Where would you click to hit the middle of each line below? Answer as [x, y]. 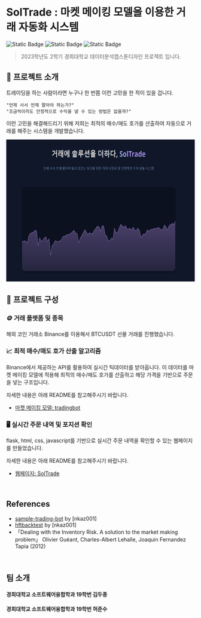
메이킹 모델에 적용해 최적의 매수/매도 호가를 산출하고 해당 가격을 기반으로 [97, 375]
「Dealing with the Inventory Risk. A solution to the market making [96, 532]
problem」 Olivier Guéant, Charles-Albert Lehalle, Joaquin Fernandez [100, 539]
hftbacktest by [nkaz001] [45, 525]
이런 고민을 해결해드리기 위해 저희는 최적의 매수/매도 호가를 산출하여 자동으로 [96, 123]
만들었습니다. [28, 448]
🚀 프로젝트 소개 [32, 77]
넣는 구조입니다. [31, 382]
